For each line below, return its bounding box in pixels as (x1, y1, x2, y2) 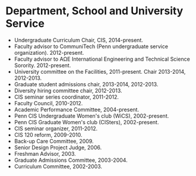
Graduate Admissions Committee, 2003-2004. (14, 156, 128, 164)
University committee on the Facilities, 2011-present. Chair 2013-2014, (14, 68, 186, 75)
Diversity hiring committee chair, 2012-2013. (14, 87, 122, 94)
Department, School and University (5, 4, 184, 18)
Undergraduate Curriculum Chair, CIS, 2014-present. (14, 36, 143, 43)
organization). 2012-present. (14, 49, 84, 56)
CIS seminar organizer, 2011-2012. (14, 125, 98, 132)
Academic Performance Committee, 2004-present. (14, 106, 140, 113)
